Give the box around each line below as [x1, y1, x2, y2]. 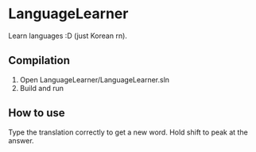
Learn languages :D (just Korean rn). [8, 31, 127, 40]
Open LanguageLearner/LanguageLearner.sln [19, 74, 169, 84]
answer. [8, 135, 34, 145]
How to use [8, 106, 65, 120]
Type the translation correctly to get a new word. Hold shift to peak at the [8, 127, 248, 137]
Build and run [19, 83, 64, 93]
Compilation [8, 54, 70, 67]
